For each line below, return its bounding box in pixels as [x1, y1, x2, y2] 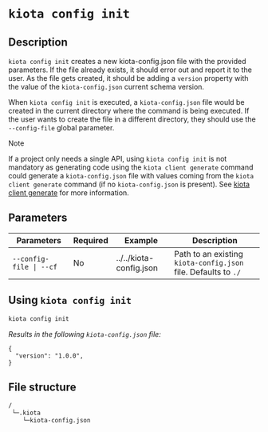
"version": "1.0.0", [15, 351, 84, 360]
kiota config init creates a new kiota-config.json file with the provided [8, 57, 246, 66]
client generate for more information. [8, 188, 129, 198]
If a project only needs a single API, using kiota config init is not [8, 154, 227, 163]
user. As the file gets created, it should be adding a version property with [8, 74, 249, 82]
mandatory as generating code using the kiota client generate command [8, 162, 254, 172]
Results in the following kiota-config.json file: [8, 329, 161, 338]
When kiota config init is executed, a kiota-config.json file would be [8, 98, 245, 106]
